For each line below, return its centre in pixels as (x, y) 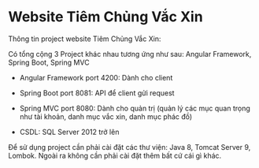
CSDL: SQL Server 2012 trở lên (69, 132)
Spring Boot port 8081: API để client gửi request (97, 93)
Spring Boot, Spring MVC (49, 62)
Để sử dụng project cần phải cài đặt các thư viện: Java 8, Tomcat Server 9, (129, 147)
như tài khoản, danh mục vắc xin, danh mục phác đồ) (106, 116)
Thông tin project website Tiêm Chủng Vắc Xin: (85, 39)
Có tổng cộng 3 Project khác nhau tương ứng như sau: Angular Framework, (130, 54)
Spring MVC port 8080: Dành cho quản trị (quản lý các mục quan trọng (135, 108)
